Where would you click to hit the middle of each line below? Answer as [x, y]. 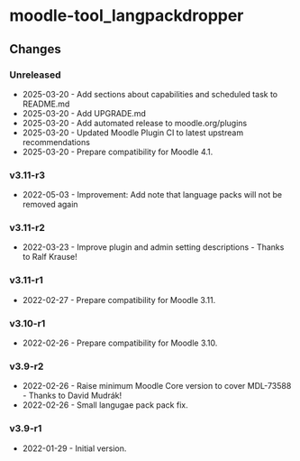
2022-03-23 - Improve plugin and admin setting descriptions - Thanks [153, 247]
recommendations [56, 142]
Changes [35, 49]
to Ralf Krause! [50, 257]
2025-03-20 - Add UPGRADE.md [84, 113]
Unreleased [35, 75]
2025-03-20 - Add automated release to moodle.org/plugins [135, 123]
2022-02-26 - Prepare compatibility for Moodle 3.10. [120, 343]
